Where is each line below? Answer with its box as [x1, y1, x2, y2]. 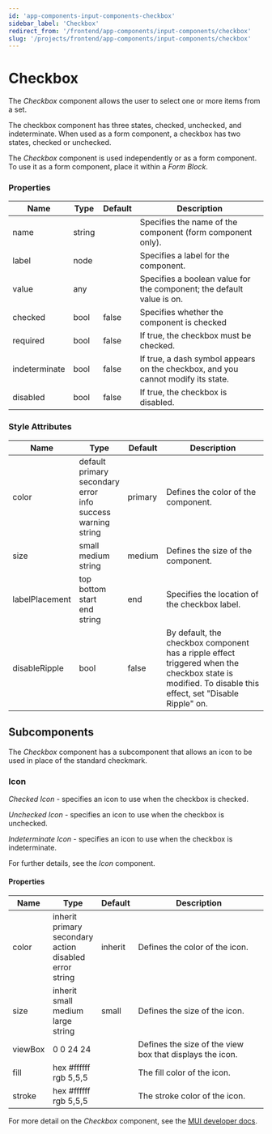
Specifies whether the [139, 307, 224, 318]
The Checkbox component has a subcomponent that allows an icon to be [8, 747, 253, 757]
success [79, 506, 111, 518]
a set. [8, 104, 27, 114]
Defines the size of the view [138, 1038, 244, 1050]
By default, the [165, 627, 222, 638]
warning [79, 516, 111, 527]
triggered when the [165, 657, 240, 668]
